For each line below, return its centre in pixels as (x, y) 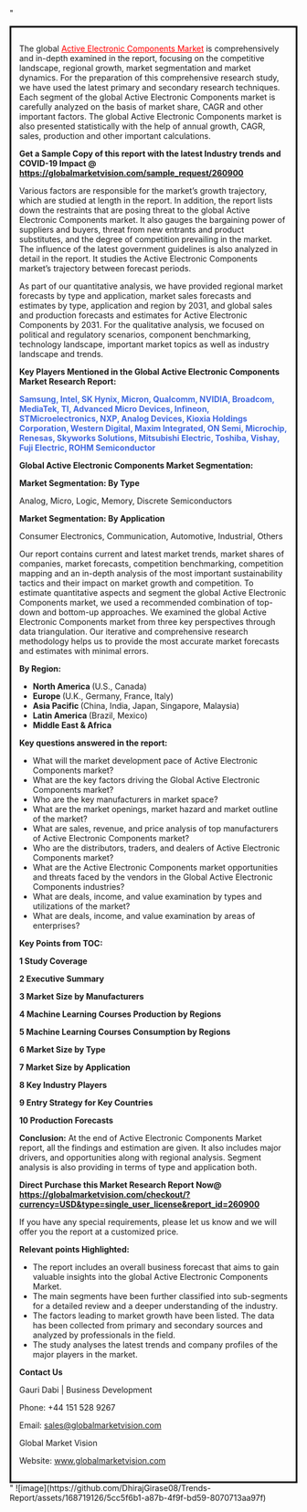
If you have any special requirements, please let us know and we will (148, 1222)
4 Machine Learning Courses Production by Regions (121, 1014)
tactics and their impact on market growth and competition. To (137, 583)
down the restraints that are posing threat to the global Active (135, 210)
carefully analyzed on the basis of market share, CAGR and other (141, 107)
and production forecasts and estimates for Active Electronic (134, 315)
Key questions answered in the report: (94, 743)
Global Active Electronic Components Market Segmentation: (137, 465)
